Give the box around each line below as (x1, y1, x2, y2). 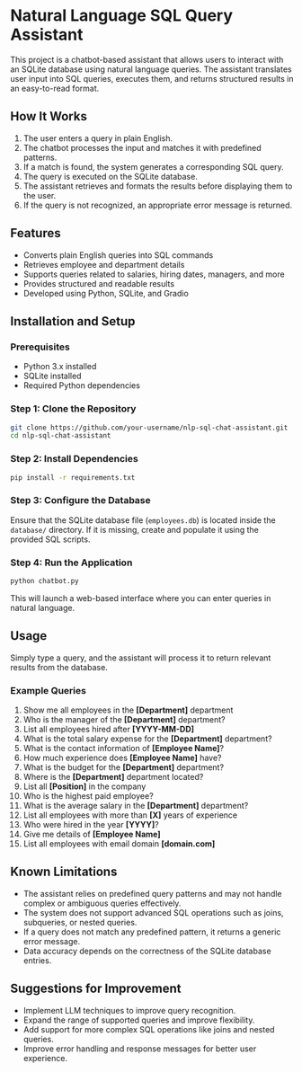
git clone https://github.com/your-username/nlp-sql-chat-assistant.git (10, 423, 289, 432)
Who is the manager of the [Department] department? (22, 714, 226, 725)
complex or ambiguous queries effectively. (22, 898, 182, 908)
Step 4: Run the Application (10, 556, 133, 569)
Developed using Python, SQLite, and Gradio (22, 288, 190, 298)
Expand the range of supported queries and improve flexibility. (22, 1014, 255, 1025)
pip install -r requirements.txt (10, 473, 136, 482)
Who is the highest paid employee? (22, 791, 154, 802)
